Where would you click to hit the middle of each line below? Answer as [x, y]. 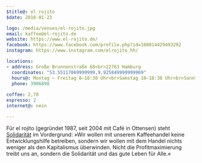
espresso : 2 [21, 100]
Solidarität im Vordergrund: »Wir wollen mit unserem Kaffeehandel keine [96, 134]
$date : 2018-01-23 [29, 17]
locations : [20, 61]
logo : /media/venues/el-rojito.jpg [51, 28]
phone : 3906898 [31, 84]
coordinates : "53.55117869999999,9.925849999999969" [79, 73]
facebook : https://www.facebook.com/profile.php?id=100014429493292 [94, 45]
